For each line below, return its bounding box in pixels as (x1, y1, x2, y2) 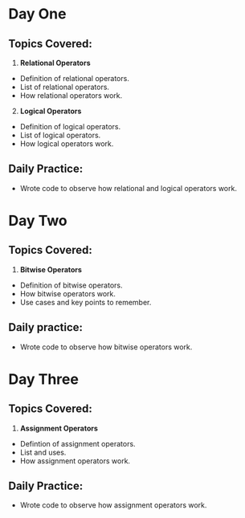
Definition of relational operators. (19, 74, 130, 83)
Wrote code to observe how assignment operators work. (19, 500, 207, 510)
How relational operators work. (19, 91, 123, 100)
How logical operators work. (19, 139, 114, 149)
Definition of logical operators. (19, 122, 121, 131)
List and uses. (19, 447, 67, 457)
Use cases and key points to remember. (19, 297, 152, 307)
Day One (8, 5, 67, 23)
